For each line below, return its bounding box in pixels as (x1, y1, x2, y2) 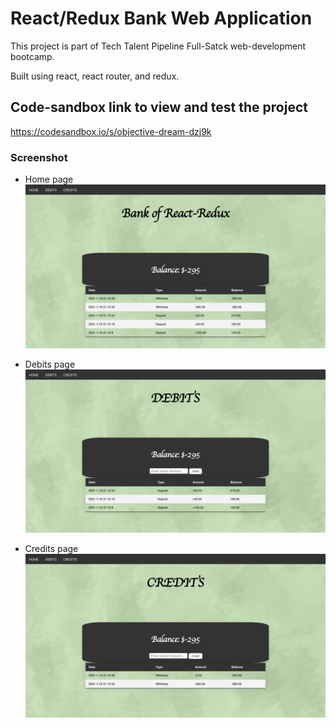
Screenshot (10, 150, 68, 164)
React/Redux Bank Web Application (10, 7, 313, 30)
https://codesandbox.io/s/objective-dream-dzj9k (10, 125, 212, 137)
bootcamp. (10, 50, 55, 62)
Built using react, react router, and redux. (10, 70, 180, 82)
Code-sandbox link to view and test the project (10, 99, 308, 116)
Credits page (24, 543, 79, 555)
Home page (24, 173, 74, 186)
